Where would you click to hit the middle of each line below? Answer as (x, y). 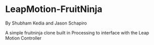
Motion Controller (23, 38)
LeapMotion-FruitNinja (54, 9)
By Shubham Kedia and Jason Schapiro (46, 23)
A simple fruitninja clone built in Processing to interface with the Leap (77, 32)
